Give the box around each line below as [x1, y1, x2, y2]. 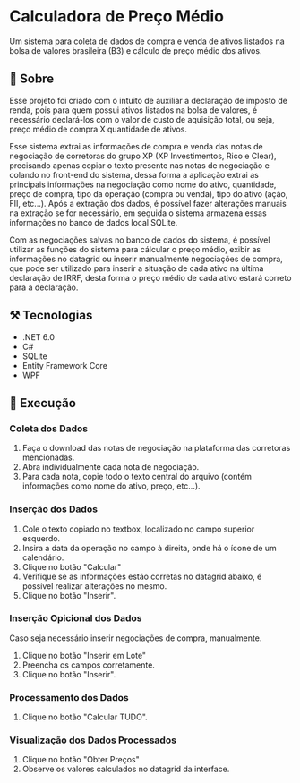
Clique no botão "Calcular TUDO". [21, 711, 148, 722]
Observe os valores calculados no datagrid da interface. [21, 763, 230, 775]
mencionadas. [21, 452, 75, 463]
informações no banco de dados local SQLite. [9, 217, 178, 227]
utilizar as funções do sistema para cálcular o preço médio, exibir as [9, 243, 261, 254]
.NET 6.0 [21, 331, 56, 342]
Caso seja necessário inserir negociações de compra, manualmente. [9, 633, 262, 643]
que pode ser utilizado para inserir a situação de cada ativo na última [9, 262, 264, 274]
